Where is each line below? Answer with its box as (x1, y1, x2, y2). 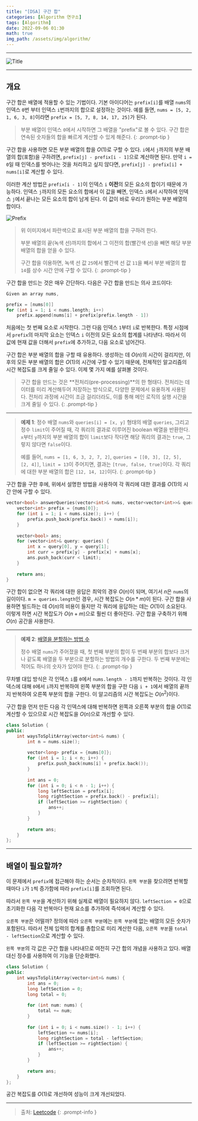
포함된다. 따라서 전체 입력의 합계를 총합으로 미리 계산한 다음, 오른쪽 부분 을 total (6, 925, 188, 932)
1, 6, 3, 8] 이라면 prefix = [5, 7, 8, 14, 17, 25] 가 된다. (6, 113, 147, 120)
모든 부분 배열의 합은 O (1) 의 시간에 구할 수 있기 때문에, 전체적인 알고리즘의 (16, 358, 187, 366)
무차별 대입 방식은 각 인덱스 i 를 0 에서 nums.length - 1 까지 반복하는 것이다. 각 (6, 675, 186, 682)
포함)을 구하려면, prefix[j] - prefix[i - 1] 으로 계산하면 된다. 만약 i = (23, 153, 192, 160)
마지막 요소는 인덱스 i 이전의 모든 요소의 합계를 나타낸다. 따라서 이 (34, 331, 186, 338)
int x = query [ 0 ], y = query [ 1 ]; (27, 544, 110, 550)
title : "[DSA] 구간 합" (6, 8, 61, 15)
